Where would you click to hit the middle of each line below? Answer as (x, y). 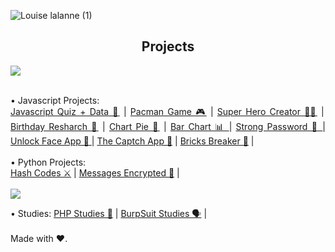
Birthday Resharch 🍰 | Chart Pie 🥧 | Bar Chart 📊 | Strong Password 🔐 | (168, 126)
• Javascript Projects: (55, 100)
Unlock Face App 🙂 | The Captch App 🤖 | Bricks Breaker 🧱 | (132, 141)
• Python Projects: (48, 162)
